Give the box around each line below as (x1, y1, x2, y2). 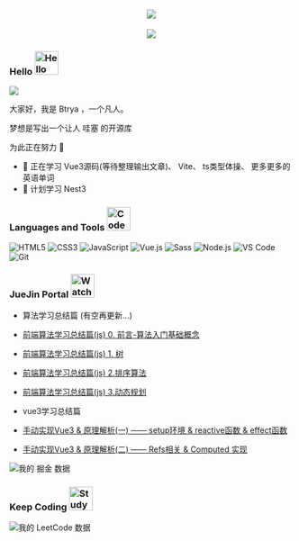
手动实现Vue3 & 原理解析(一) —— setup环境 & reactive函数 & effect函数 (22, 424, 288, 436)
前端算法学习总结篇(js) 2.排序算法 (22, 367, 147, 378)
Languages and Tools (9, 221, 105, 234)
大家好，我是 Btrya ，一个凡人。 (9, 104, 129, 114)
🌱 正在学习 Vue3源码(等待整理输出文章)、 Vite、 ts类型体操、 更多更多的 (22, 161, 291, 172)
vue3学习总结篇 (22, 405, 81, 416)
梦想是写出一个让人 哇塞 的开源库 (9, 122, 132, 134)
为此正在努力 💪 (9, 142, 65, 153)
